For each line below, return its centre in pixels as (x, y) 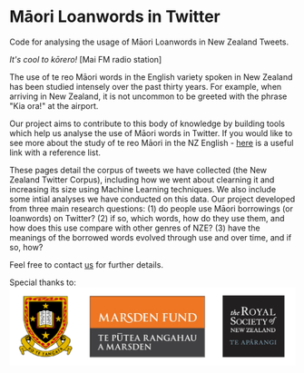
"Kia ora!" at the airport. (54, 105)
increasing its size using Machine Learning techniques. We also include (143, 189)
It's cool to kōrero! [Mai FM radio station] (86, 59)
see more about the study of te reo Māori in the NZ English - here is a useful (152, 142)
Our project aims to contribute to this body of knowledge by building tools (147, 123)
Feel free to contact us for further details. (86, 264)
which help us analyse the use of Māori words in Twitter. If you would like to (151, 133)
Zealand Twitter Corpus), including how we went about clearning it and (142, 180)
